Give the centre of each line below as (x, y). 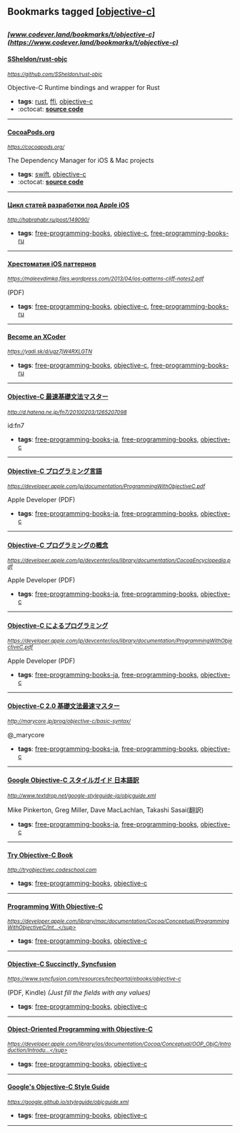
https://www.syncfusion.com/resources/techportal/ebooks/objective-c (94, 979)
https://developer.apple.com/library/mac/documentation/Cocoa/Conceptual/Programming (119, 922)
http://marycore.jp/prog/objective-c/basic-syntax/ (69, 722)
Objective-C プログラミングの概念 (58, 545)
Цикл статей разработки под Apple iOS (69, 205)
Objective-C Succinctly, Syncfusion (62, 964)
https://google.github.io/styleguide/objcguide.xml (68, 1102)
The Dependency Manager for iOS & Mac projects (81, 161)
